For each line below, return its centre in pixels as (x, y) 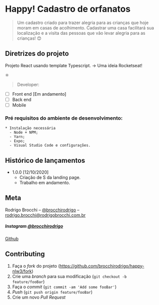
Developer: (28, 84)
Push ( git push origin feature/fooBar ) (52, 292)
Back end (22, 100)
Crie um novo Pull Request (39, 297)
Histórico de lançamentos (45, 160)
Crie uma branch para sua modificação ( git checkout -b (69, 276)
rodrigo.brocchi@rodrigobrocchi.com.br (45, 215)
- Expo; (17, 141)
